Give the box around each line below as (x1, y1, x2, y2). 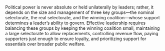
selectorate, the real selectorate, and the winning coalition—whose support (5, 15, 160, 20)
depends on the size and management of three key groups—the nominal (5, 9, 154, 15)
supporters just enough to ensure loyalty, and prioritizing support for (5, 36, 146, 42)
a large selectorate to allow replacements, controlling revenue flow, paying (5, 31, 158, 36)
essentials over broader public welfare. (5, 41, 85, 47)
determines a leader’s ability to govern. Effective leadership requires (5, 20, 146, 26)
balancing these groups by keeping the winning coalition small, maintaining (5, 25, 160, 31)
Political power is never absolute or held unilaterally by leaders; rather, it (5, 4, 154, 10)
